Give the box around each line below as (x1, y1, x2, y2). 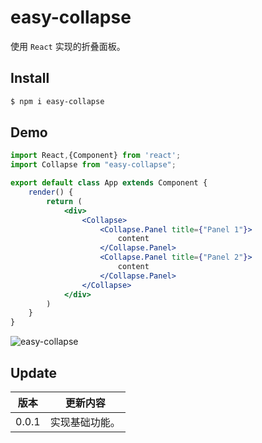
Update (10, 364, 58, 381)
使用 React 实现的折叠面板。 (10, 40, 126, 52)
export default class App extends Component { (10, 178, 208, 188)
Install (10, 70, 50, 87)
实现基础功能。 (49, 416, 121, 429)
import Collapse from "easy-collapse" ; (10, 160, 177, 170)
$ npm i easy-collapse (10, 96, 105, 106)
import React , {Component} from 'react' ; (10, 151, 182, 161)
